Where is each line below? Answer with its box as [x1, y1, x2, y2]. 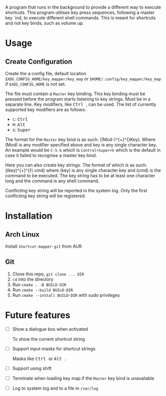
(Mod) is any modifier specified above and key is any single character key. [5, 142, 158, 147]
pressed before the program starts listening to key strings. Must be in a [5, 96, 151, 102]
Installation [5, 210, 53, 222]
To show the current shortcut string [12, 336, 85, 342]
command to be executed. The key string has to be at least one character [5, 173, 156, 178]
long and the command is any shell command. [5, 178, 99, 184]
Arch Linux [5, 230, 40, 239]
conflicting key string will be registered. [5, 193, 86, 199]
